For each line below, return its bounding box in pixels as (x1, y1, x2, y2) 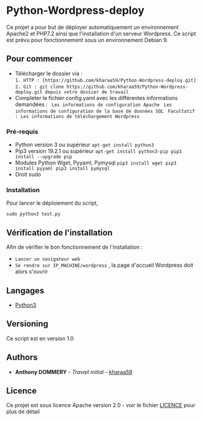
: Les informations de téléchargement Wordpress (14, 113, 140, 119)
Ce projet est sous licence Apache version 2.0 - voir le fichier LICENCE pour (6, 402, 196, 409)
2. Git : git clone (14, 84, 65, 90)
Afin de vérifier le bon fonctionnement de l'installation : (6, 243, 143, 251)
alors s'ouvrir (14, 268, 48, 275)
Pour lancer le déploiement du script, (6, 199, 98, 207)
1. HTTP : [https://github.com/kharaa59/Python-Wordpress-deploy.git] (14, 77, 197, 83)
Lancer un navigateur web (14, 257, 80, 263)
